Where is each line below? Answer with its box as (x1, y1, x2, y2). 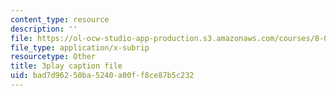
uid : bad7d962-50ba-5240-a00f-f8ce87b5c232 (10, 71, 195, 81)
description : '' (10, 24, 78, 34)
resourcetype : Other (10, 52, 97, 62)
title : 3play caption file (10, 61, 123, 71)
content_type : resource (10, 14, 110, 25)
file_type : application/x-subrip (10, 42, 150, 53)
